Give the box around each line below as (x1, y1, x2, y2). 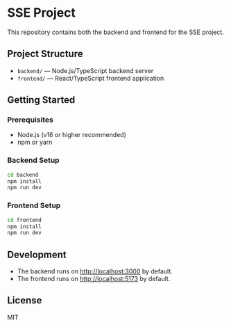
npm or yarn (17, 138, 53, 147)
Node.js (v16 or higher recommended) (17, 131, 126, 139)
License (7, 294, 42, 307)
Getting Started (7, 94, 76, 106)
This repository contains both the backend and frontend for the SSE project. (7, 28, 224, 36)
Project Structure (7, 48, 83, 60)
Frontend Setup (7, 200, 61, 210)
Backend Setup (7, 155, 60, 165)
